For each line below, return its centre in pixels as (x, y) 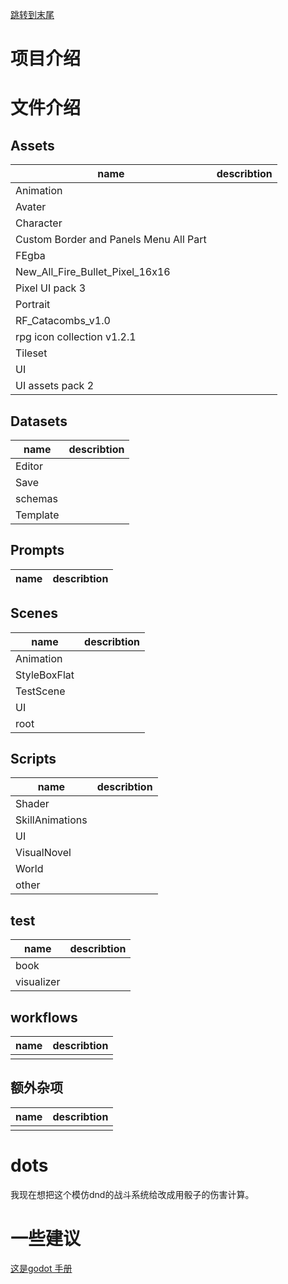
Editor (29, 466)
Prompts (37, 550)
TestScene (40, 691)
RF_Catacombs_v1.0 (63, 321)
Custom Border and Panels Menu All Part (111, 240)
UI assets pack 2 (55, 386)
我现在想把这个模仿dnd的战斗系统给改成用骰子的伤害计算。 (132, 1194)
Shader (32, 804)
